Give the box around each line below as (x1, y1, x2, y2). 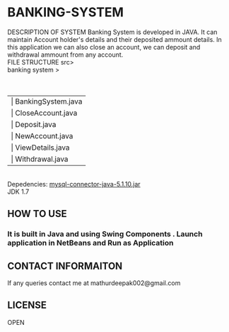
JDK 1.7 (7, 187, 30, 196)
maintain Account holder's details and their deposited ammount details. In (7, 35, 223, 43)
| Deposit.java (11, 119, 57, 129)
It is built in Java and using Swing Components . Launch (7, 229, 203, 239)
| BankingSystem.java (11, 96, 83, 106)
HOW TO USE (7, 208, 67, 220)
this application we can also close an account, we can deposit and (7, 43, 201, 51)
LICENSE (7, 299, 47, 311)
